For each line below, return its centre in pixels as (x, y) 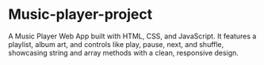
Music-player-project (80, 14)
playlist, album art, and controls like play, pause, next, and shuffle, (116, 44)
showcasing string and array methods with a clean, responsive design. (124, 52)
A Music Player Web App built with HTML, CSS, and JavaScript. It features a (132, 36)
